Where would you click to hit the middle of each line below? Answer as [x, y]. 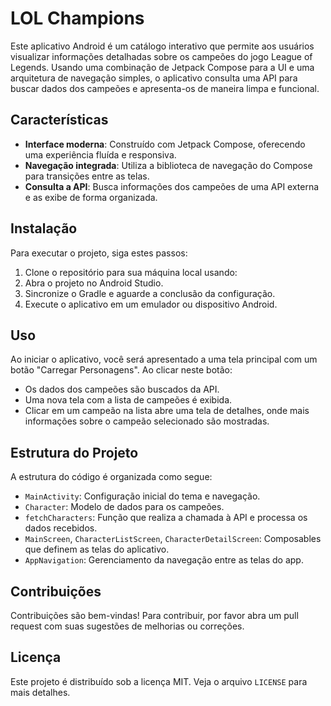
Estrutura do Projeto [74, 452]
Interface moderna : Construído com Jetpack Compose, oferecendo [165, 144]
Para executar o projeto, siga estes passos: [99, 253]
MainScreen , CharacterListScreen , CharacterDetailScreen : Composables [173, 539]
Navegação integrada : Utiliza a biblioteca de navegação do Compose [168, 165]
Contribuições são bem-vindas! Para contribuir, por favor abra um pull [154, 615]
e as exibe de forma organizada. [91, 197]
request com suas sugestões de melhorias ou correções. [127, 626]
